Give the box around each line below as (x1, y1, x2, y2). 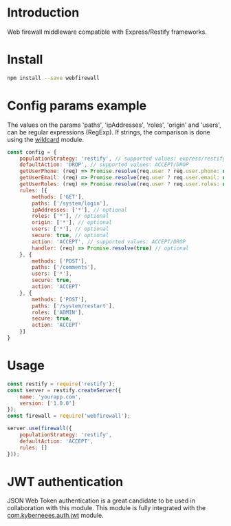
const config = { (7, 148, 57, 156)
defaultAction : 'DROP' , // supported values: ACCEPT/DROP (19, 161, 189, 168)
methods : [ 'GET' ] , (32, 193, 85, 201)
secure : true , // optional (32, 232, 109, 239)
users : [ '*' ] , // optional (32, 225, 109, 232)
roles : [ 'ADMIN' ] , (32, 309, 85, 316)
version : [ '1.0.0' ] (19, 400, 76, 407)
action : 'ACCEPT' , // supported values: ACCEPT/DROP (32, 238, 186, 245)
